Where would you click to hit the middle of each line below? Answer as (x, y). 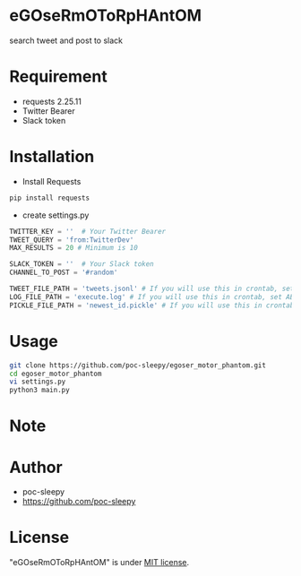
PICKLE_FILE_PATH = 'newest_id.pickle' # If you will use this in (136, 305)
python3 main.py (39, 391)
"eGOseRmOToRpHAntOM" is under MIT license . (99, 563)
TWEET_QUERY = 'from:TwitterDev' (72, 240)
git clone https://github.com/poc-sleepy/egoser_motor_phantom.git (138, 365)
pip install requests (50, 198)
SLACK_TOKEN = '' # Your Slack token (82, 264)
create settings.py (56, 215)
